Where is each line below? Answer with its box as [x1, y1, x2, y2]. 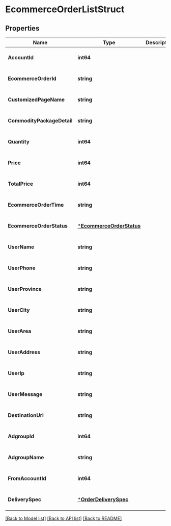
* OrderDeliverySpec [77, 496, 129, 503]
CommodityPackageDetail [8, 117, 73, 124]
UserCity [8, 307, 30, 313]
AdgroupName [8, 454, 44, 461]
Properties [5, 24, 40, 33]
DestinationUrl [8, 412, 44, 419]
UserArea [8, 328, 32, 335]
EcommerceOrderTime [8, 202, 64, 208]
